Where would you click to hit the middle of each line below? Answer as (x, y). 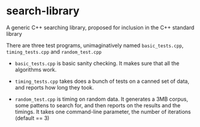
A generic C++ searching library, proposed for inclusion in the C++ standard (100, 27)
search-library (43, 11)
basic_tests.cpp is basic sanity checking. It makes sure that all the (97, 63)
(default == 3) (32, 118)
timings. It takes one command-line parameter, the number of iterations (103, 111)
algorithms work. (36, 69)
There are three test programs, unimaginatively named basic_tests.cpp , (95, 45)
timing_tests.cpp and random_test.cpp (54, 51)
